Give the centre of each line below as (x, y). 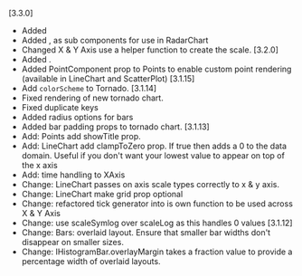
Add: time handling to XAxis (73, 175)
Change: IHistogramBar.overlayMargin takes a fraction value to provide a (157, 252)
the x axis (39, 165)
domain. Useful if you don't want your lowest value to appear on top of (153, 156)
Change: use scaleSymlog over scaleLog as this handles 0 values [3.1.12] (157, 223)
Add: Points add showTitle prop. (81, 136)
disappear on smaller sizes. (72, 242)
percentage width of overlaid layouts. (91, 261)
